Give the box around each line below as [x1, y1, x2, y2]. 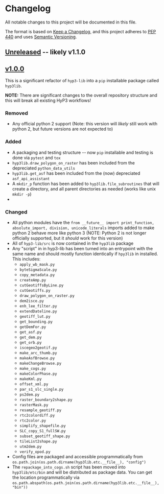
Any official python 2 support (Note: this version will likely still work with [12, 121, 158, 127]
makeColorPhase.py [19, 372, 57, 376]
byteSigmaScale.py [19, 267, 57, 272]
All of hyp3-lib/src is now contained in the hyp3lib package [12, 240, 134, 246]
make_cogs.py [19, 366, 47, 371]
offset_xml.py [19, 382, 48, 387]
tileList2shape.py [19, 439, 57, 444]
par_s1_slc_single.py [19, 387, 64, 392]
